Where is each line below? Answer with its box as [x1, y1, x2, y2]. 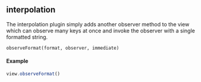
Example [6, 57, 29, 65]
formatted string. [6, 33, 48, 41]
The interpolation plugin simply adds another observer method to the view [6, 20, 190, 28]
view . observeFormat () [6, 71, 61, 77]
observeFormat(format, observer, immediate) [6, 45, 119, 51]
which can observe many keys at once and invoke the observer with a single [6, 27, 195, 34]
